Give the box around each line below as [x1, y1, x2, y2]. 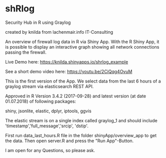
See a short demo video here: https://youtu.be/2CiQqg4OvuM [5, 68, 133, 75]
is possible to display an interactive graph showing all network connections [5, 44, 160, 50]
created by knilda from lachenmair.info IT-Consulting [5, 29, 114, 35]
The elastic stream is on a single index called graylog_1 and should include [5, 117, 158, 123]
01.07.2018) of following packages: [5, 98, 76, 104]
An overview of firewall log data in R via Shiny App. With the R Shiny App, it [5, 38, 160, 45]
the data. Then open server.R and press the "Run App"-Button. [5, 138, 134, 144]
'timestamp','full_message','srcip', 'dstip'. [5, 123, 89, 129]
